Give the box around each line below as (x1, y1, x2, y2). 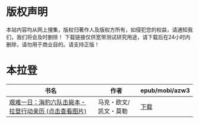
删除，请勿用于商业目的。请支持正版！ (6, 41, 99, 48)
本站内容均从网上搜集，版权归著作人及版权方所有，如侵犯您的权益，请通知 (6, 26, 188, 33)
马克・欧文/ (97, 98, 130, 106)
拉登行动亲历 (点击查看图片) (9, 107, 87, 115)
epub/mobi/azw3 (140, 86, 190, 95)
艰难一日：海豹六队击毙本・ (9, 98, 87, 106)
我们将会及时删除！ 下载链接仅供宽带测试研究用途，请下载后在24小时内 (16, 33, 191, 40)
